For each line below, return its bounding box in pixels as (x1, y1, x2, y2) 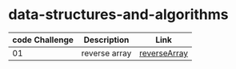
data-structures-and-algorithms (8, 6, 230, 24)
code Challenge (12, 34, 74, 45)
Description (83, 34, 130, 45)
